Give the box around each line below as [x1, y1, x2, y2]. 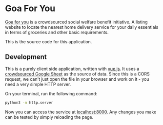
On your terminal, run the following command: [5, 90, 98, 96]
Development [5, 53, 47, 61]
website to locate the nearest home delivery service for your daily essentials [5, 24, 159, 30]
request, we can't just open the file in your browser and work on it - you [5, 76, 149, 82]
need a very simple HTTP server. [5, 81, 71, 87]
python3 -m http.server [5, 100, 54, 105]
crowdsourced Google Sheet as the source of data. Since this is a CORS [5, 71, 150, 77]
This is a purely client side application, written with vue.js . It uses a [5, 66, 140, 71]
